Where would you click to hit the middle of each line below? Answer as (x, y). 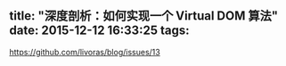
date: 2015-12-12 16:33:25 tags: (99, 31)
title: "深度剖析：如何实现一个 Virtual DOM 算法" (144, 16)
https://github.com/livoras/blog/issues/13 (85, 52)
